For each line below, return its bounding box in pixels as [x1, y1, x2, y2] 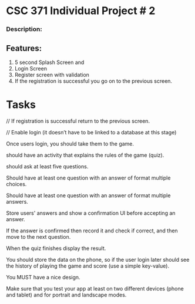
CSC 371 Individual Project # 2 [6, 4, 156, 18]
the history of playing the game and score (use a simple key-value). [6, 262, 169, 269]
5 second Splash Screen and [14, 59, 85, 66]
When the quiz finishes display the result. [6, 245, 106, 252]
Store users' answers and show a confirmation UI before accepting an [6, 210, 176, 217]
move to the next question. [6, 233, 71, 240]
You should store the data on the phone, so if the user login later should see [6, 256, 190, 263]
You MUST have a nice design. [6, 273, 80, 281]
